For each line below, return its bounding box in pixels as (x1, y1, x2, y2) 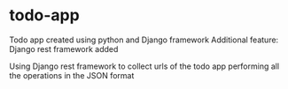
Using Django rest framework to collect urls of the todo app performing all (9, 61, 280, 71)
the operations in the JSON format (9, 70, 135, 80)
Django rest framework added (9, 43, 119, 54)
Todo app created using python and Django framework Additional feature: (9, 34, 279, 45)
